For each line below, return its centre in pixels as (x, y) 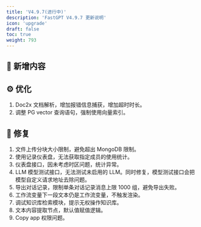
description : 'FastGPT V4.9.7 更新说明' (56, 18)
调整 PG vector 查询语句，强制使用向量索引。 (72, 113)
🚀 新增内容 (26, 67)
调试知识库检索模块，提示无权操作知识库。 (69, 203)
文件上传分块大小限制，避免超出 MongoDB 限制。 (77, 149)
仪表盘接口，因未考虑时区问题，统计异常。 (69, 164)
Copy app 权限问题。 (41, 218)
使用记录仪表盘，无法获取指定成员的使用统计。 (74, 157)
